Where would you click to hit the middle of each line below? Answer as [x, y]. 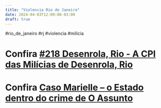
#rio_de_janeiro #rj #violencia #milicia [45, 34]
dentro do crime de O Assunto [69, 98]
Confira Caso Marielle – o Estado [74, 87]
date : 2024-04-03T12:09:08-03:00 [40, 15]
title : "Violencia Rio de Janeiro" [43, 10]
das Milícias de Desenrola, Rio [69, 65]
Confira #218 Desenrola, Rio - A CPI [80, 54]
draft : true [18, 19]
